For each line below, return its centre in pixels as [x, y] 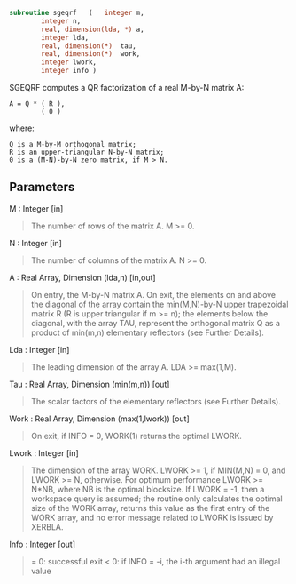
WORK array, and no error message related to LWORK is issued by [152, 517]
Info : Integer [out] [43, 544]
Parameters [42, 187]
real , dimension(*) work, [91, 54]
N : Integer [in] [35, 243]
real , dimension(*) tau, [89, 46]
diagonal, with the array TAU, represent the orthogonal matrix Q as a [156, 323]
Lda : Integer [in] [39, 349]
